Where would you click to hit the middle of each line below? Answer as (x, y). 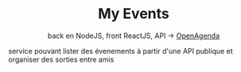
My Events (134, 14)
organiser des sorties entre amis (61, 59)
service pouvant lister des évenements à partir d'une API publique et (120, 51)
